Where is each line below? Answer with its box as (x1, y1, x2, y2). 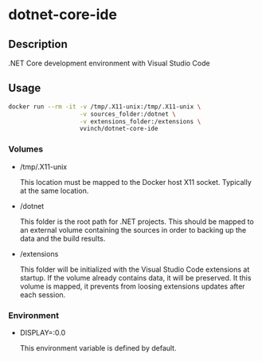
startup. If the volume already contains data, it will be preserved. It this (19, 273, 252, 282)
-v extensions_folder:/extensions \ (79, 117, 201, 125)
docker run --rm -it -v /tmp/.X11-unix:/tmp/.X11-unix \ (8, 102, 201, 111)
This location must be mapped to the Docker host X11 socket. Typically (19, 177, 252, 186)
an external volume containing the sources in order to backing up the (19, 225, 247, 234)
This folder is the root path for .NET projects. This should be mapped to (19, 217, 255, 226)
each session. (19, 289, 66, 300)
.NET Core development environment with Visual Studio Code (8, 58, 210, 68)
